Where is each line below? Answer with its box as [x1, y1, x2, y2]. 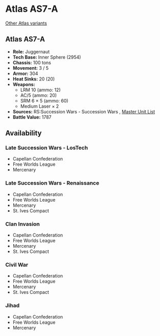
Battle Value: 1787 [12, 114, 52, 120]
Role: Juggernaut [12, 48, 50, 54]
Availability [5, 129, 42, 137]
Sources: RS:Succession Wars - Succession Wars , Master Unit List [12, 108, 155, 114]
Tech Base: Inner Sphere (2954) [12, 54, 81, 60]
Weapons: [12, 81, 35, 87]
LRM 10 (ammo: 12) [20, 87, 61, 93]
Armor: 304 [12, 70, 38, 76]
